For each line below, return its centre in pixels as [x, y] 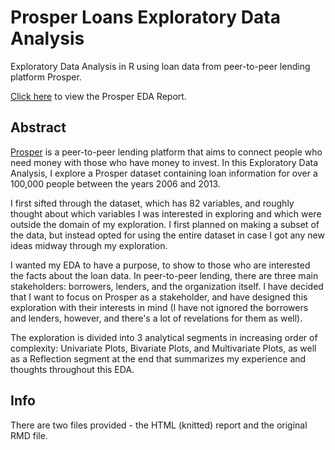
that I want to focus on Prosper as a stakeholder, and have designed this [159, 297]
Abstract [38, 127]
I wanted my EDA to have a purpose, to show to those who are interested [160, 265]
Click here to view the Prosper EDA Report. [98, 96]
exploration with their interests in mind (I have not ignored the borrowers [159, 307]
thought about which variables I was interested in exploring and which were [166, 213]
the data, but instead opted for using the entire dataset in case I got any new [167, 235]
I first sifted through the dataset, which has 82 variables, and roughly [152, 203]
